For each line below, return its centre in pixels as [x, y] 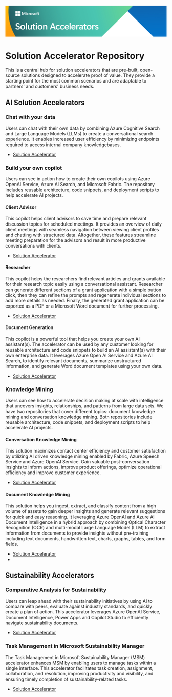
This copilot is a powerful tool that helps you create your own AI [72, 339]
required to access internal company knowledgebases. [63, 145]
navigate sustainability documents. [42, 623]
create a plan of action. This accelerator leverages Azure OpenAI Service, [83, 612]
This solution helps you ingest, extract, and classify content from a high [81, 506]
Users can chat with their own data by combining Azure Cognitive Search [83, 128]
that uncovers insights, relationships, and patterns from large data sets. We [84, 406]
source [13, 75]
